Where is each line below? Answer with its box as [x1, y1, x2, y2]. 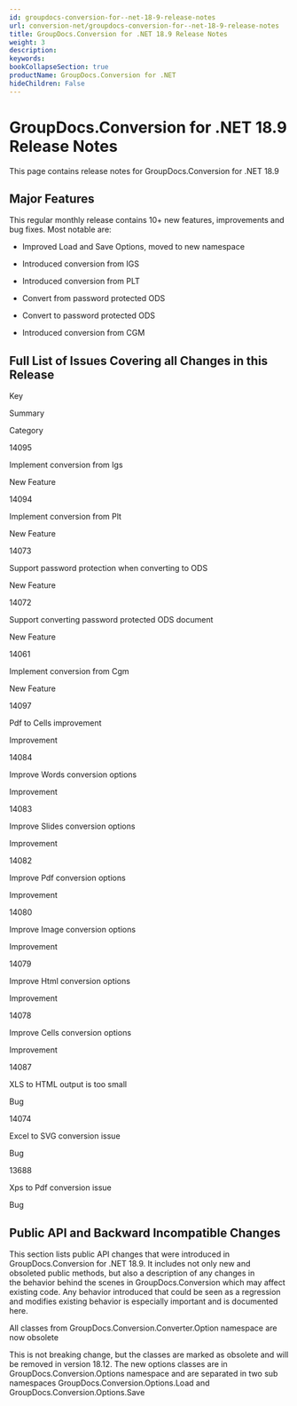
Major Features [9, 191, 95, 206]
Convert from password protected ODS [21, 293, 166, 304]
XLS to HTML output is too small [9, 1079, 127, 1090]
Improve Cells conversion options [9, 1028, 131, 1038]
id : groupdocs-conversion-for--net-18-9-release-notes [9, 12, 216, 22]
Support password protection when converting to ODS [9, 563, 208, 574]
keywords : [9, 54, 46, 63]
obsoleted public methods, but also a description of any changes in [9, 1267, 255, 1278]
